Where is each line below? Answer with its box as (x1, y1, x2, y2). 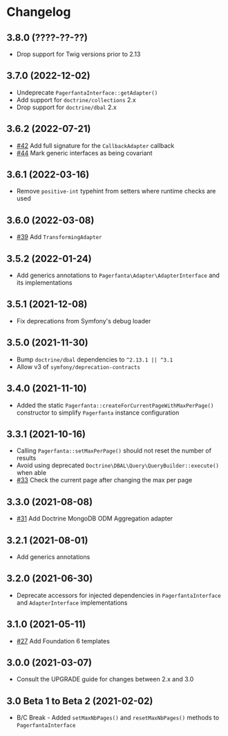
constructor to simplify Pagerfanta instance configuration (16, 408, 180, 417)
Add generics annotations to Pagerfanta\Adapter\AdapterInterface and (16, 271, 220, 280)
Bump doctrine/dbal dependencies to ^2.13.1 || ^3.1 (16, 355, 173, 364)
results (16, 454, 37, 462)
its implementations (16, 279, 73, 287)
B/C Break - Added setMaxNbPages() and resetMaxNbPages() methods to (16, 713, 220, 722)
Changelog (6, 4, 71, 20)
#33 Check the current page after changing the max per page (16, 476, 193, 484)
